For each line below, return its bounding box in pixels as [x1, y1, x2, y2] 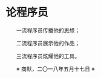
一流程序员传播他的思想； [16, 27, 80, 34]
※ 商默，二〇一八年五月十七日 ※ [16, 65, 95, 73]
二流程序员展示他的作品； [16, 39, 80, 47]
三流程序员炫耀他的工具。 [16, 52, 80, 59]
